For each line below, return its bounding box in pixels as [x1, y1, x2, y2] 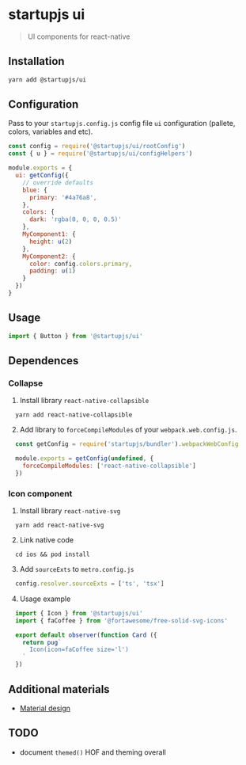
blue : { [22, 186, 47, 194]
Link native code [19, 535, 74, 545]
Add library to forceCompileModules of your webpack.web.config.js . [19, 425, 237, 435]
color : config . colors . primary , [28, 260, 133, 268]
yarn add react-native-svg [15, 521, 104, 530]
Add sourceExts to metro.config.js [19, 565, 134, 574]
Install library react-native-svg [19, 506, 121, 516]
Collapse [8, 378, 44, 389]
